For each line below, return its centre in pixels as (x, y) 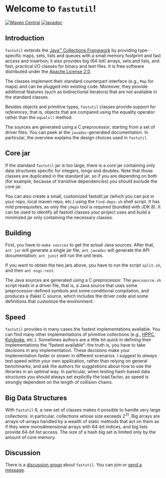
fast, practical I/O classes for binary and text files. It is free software (75, 66)
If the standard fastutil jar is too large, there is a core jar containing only (80, 165)
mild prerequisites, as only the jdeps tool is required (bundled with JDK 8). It (83, 207)
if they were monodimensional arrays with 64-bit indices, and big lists (77, 427)
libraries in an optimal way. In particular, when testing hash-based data (78, 372)
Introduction (25, 38)
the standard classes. (27, 97)
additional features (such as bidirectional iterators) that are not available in (81, 92)
